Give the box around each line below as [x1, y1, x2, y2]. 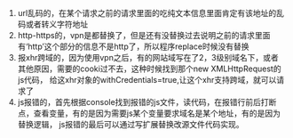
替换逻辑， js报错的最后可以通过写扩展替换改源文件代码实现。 [17, 119, 244, 129]
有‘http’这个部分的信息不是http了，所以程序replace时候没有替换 [17, 41, 249, 52]
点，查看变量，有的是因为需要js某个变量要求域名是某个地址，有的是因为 [17, 108, 281, 118]
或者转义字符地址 [25, 19, 89, 29]
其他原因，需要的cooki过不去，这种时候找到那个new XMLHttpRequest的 [17, 63, 281, 74]
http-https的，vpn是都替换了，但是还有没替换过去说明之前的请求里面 [17, 30, 271, 40]
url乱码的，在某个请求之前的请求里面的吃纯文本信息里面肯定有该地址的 [17, 8, 277, 18]
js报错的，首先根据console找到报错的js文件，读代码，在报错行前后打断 [17, 97, 277, 107]
